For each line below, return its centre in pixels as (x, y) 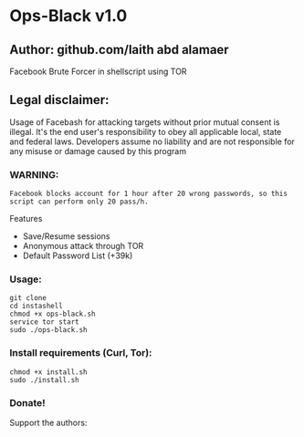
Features (26, 219)
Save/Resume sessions (67, 236)
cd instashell (37, 307)
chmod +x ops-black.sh (52, 314)
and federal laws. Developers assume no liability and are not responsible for (152, 141)
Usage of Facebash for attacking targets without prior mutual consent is (145, 122)
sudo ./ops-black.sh (49, 330)
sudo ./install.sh (44, 380)
